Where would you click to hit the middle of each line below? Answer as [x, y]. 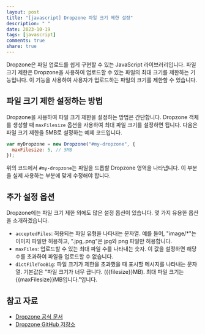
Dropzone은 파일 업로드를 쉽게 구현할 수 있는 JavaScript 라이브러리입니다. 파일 [101, 64]
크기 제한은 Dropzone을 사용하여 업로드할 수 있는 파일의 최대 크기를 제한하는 [98, 72]
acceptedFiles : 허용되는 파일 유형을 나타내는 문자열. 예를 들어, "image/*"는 [106, 233]
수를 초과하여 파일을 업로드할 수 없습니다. [64, 257]
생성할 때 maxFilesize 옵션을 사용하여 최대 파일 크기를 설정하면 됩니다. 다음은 [105, 125]
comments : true [26, 41]
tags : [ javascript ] [31, 35]
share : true [21, 47]
